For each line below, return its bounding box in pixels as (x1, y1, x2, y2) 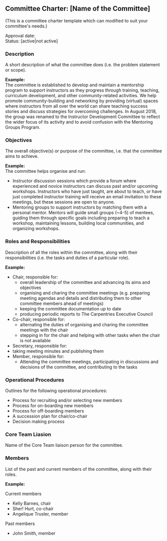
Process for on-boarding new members (12, 403, 94, 408)
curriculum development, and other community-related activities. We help (5, 93, 157, 99)
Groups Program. (5, 125, 41, 131)
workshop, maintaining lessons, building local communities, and (12, 220, 144, 226)
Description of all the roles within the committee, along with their (5, 249, 138, 255)
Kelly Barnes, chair (12, 500, 51, 506)
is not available (19, 337, 51, 343)
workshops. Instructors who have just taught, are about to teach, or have (12, 188, 162, 194)
